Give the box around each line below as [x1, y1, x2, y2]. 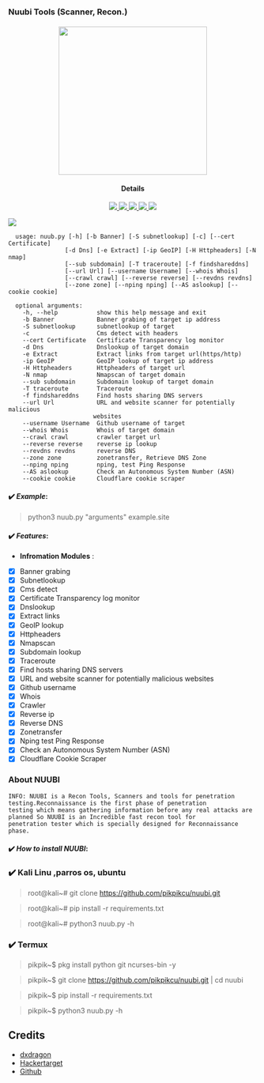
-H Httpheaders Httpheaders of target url [22, 364, 186, 372]
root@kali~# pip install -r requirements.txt [27, 904, 164, 913]
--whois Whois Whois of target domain [22, 426, 175, 434]
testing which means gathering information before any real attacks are [8, 806, 253, 814]
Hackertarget [19, 1058, 63, 1067]
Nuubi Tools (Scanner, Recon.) [8, 6, 128, 17]
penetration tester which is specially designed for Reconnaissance [8, 820, 239, 828]
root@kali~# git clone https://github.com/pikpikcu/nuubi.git [27, 888, 221, 897]
